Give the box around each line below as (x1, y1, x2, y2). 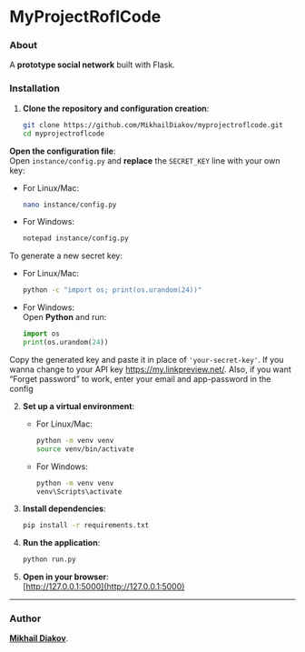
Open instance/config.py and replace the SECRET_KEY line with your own (9, 155, 280, 166)
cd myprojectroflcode (22, 129, 104, 138)
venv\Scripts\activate (35, 486, 123, 497)
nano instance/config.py (22, 200, 117, 209)
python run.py (22, 555, 76, 565)
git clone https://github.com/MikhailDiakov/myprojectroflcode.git (22, 120, 283, 129)
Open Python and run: (22, 312, 107, 323)
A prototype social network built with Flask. (9, 59, 175, 70)
